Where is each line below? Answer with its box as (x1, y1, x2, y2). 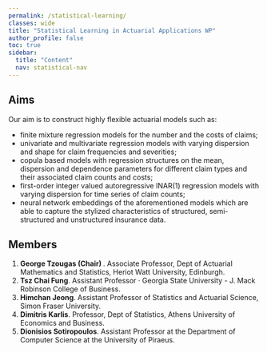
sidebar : (8, 49, 38, 57)
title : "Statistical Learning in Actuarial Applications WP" (8, 26, 217, 34)
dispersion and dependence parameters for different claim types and (19, 164, 248, 173)
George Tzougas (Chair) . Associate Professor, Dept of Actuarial (19, 259, 233, 268)
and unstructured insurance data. (55, 215, 166, 224)
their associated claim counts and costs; (19, 172, 153, 182)
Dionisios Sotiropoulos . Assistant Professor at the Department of (19, 326, 236, 336)
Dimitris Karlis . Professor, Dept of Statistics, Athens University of (19, 310, 236, 319)
